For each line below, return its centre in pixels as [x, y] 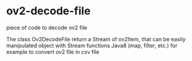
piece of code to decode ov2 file [47, 28]
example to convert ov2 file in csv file [53, 51]
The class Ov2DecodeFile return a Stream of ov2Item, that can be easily [96, 39]
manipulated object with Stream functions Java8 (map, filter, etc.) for [92, 45]
